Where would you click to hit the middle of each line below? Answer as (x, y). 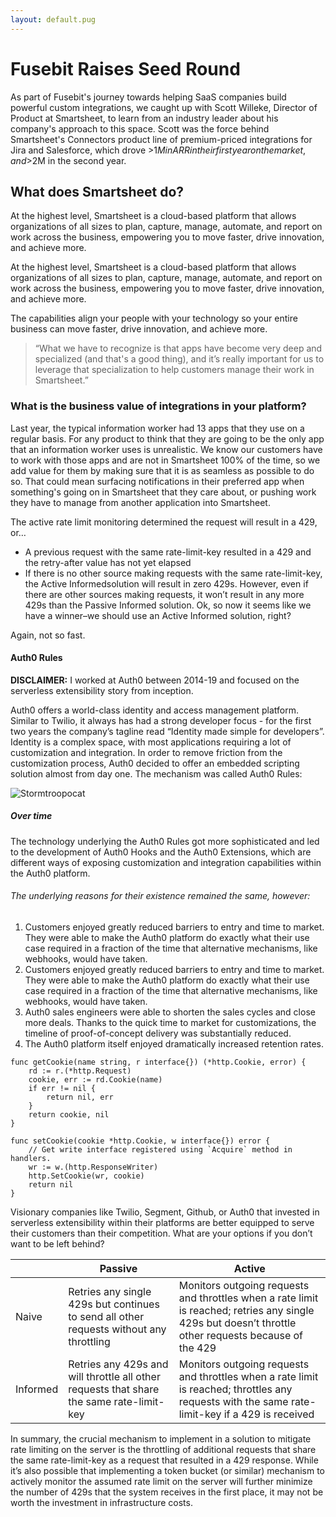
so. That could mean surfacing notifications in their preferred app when (157, 481)
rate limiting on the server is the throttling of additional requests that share (163, 1450)
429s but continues (114, 1304)
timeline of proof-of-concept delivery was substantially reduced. (158, 1033)
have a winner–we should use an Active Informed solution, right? (158, 615)
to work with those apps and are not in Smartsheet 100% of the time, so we (165, 460)
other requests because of (241, 1336)
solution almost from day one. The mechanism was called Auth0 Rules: (156, 773)
